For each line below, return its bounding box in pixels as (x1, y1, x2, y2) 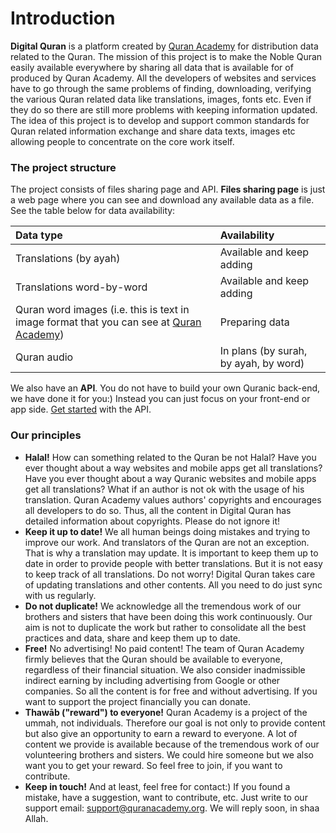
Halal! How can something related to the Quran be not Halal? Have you (24, 451, 317, 463)
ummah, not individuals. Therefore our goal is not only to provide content (24, 717, 326, 729)
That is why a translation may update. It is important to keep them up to (24, 547, 319, 559)
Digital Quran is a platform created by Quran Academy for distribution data (10, 40, 319, 52)
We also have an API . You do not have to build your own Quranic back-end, (10, 382, 321, 394)
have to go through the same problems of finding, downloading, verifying (10, 82, 312, 94)
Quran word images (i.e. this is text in (15, 303, 190, 317)
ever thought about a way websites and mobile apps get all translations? (24, 462, 323, 474)
